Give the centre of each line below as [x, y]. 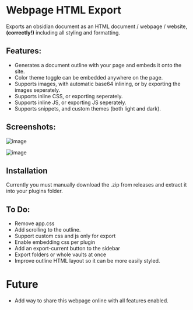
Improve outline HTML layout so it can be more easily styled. [87, 261]
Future [22, 285]
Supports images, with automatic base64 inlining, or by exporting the [97, 84]
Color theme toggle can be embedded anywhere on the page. [89, 77]
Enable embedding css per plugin [55, 242]
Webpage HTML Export [64, 10]
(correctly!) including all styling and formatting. [63, 32]
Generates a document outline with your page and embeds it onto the [98, 65]
